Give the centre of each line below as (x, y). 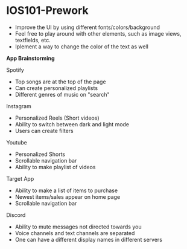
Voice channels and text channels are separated (75, 233)
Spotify (15, 70)
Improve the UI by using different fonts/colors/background (87, 27)
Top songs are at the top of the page (61, 82)
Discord (16, 215)
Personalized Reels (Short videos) (57, 118)
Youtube (17, 142)
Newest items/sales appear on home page (68, 196)
